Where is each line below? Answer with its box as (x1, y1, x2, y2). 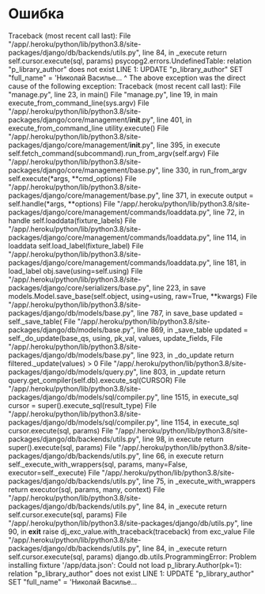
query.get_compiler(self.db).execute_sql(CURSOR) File (8, 375, 187, 384)
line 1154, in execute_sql (161, 417, 240, 427)
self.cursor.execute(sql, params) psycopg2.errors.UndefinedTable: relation (8, 56, 252, 66)
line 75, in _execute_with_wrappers (142, 476, 256, 486)
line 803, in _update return (139, 367, 225, 376)
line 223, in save (153, 282, 206, 293)
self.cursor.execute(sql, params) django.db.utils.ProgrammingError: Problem (8, 551, 257, 562)
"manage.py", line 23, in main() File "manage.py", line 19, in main (8, 89, 218, 99)
